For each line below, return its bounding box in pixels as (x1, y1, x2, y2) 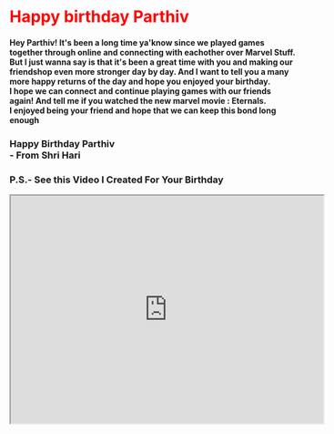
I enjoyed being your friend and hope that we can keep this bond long (9, 105, 277, 116)
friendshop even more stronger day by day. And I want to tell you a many (9, 66, 289, 77)
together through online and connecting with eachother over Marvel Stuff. (9, 46, 296, 57)
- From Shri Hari (9, 149, 81, 161)
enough (9, 114, 39, 125)
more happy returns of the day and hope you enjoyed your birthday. (9, 76, 271, 87)
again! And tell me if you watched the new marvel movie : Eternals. (9, 95, 267, 106)
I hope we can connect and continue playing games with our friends (9, 85, 271, 97)
